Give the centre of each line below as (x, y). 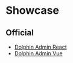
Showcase (33, 10)
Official (20, 33)
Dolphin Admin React (40, 47)
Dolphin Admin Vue (38, 53)
